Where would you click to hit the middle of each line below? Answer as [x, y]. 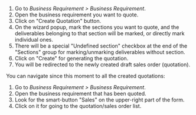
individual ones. [34, 40]
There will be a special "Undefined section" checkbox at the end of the [101, 46]
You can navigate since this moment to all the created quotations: [86, 76]
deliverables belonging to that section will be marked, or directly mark [99, 33]
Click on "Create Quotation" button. [58, 21]
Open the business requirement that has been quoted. [80, 94]
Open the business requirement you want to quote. [76, 15]
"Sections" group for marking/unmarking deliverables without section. [100, 52]
